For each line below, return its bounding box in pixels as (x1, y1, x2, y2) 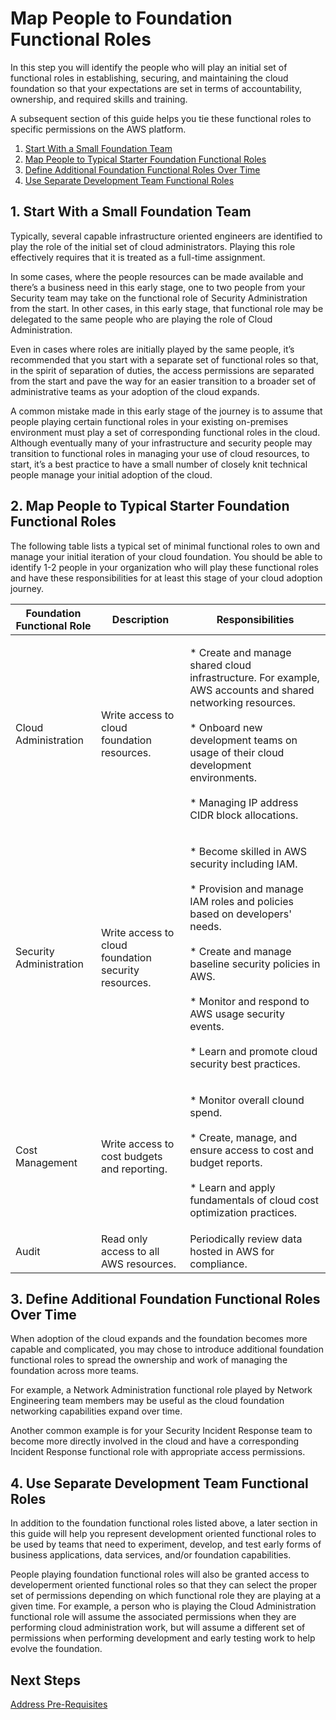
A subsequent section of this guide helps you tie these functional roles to (10, 112, 312, 124)
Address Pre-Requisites (10, 1698, 108, 1710)
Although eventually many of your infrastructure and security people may (10, 437, 313, 449)
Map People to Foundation (10, 7, 233, 30)
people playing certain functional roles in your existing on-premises (10, 415, 289, 427)
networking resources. (189, 695, 296, 709)
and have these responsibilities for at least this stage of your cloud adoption (10, 572, 323, 584)
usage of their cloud (189, 745, 285, 759)
